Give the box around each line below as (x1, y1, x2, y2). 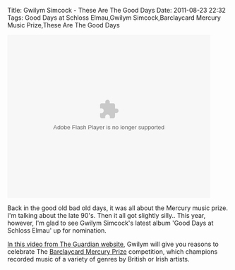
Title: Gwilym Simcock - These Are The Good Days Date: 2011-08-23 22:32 (7, 6, 226, 14)
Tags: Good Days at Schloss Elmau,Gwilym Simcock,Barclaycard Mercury (7, 13, 221, 22)
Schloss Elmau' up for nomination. (7, 226, 107, 235)
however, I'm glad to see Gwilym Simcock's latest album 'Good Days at (7, 219, 214, 227)
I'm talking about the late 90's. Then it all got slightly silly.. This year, (7, 211, 206, 219)
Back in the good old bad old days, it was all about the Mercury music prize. (7, 204, 228, 212)
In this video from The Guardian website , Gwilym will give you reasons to (7, 240, 219, 248)
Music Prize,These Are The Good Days (7, 21, 120, 29)
